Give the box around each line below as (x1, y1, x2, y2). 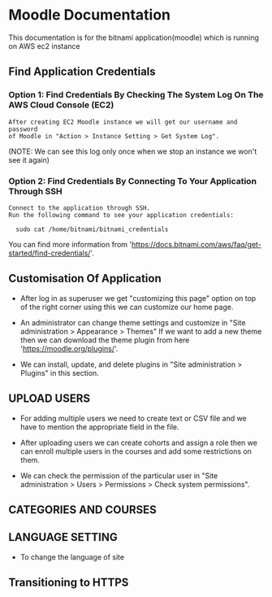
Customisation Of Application (8, 272, 162, 285)
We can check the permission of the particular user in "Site (19, 470, 218, 481)
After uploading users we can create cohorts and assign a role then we (19, 438, 258, 447)
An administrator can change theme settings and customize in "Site (19, 317, 246, 327)
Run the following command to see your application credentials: (8, 211, 234, 219)
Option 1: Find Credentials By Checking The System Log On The (8, 89, 264, 101)
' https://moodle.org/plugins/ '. (19, 343, 119, 353)
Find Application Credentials (8, 65, 156, 79)
